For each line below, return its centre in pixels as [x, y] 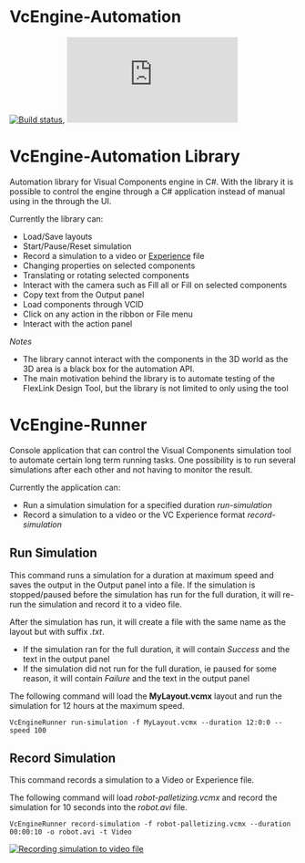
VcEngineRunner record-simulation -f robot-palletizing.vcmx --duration [150, 824]
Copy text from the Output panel [83, 295]
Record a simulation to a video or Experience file [113, 255]
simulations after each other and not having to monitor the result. [131, 469]
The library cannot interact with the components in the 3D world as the [155, 359]
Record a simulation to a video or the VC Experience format [134, 515]
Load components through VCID [83, 304]
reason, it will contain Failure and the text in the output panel [136, 678]
